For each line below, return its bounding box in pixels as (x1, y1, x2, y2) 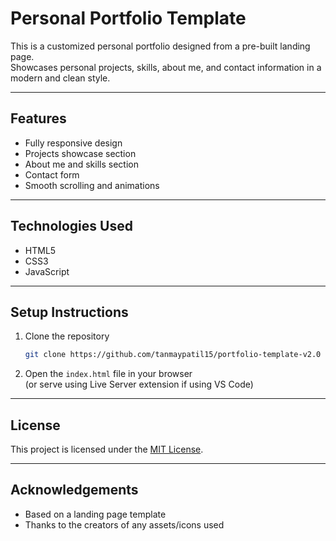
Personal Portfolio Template (10, 7, 247, 30)
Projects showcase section (24, 147, 137, 159)
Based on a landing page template (24, 508, 167, 520)
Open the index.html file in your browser (24, 368, 193, 380)
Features (10, 110, 67, 127)
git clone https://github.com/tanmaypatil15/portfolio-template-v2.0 (24, 350, 322, 360)
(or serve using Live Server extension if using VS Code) (24, 378, 254, 391)
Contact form (24, 168, 80, 181)
